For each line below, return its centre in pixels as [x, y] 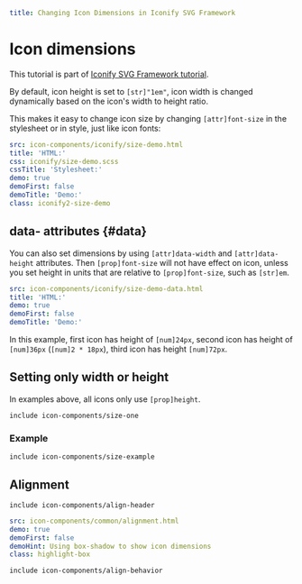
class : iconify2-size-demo [60, 203]
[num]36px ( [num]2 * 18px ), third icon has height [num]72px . [119, 349]
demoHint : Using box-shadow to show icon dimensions [110, 546]
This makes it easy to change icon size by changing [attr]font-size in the [148, 118]
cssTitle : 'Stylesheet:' [56, 170]
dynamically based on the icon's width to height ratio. [109, 101]
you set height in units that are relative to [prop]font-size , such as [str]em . [150, 272]
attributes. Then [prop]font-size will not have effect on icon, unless [162, 262]
